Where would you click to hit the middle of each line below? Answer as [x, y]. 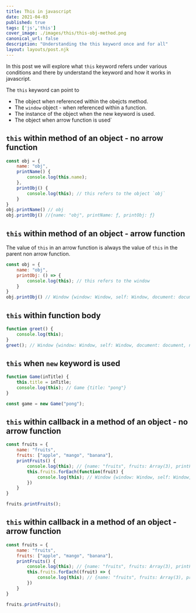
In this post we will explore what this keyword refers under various [87, 66]
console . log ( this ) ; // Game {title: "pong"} [71, 388]
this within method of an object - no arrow [85, 138]
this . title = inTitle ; [44, 383]
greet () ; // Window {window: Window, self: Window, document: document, [96, 345]
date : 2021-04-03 [27, 17]
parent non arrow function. [38, 254]
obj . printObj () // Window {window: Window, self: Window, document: [91, 297]
